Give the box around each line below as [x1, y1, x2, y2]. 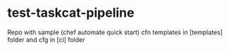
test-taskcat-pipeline [7, 5, 135, 21]
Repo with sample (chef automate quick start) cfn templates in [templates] [7, 28, 223, 36]
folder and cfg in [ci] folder [7, 35, 85, 43]
